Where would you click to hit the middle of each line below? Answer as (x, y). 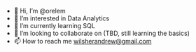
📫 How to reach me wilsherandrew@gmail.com (83, 41)
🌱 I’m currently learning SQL (55, 26)
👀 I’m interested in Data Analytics (62, 18)
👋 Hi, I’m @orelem (40, 11)
